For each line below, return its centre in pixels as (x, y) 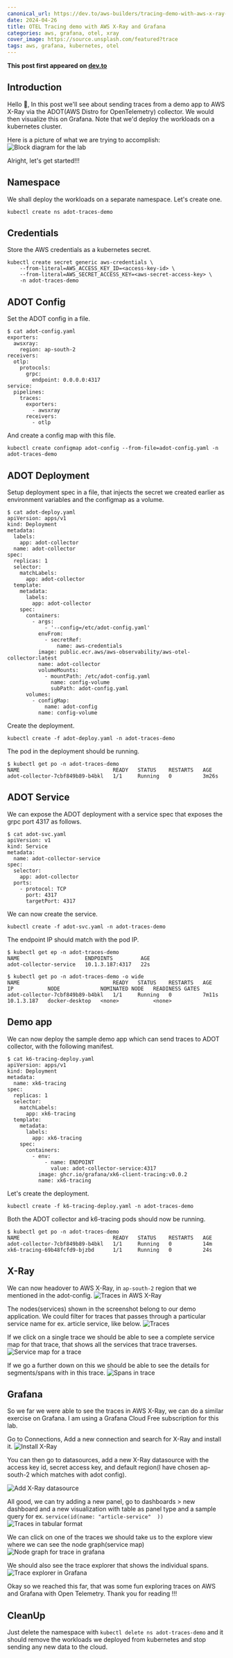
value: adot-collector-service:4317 (104, 1168)
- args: (43, 622)
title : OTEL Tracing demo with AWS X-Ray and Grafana (87, 26)
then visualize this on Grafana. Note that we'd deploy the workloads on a (111, 119)
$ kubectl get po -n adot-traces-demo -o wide (76, 976)
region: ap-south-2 (48, 350)
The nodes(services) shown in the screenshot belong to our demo (102, 1309)
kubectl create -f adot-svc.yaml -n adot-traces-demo (87, 927)
